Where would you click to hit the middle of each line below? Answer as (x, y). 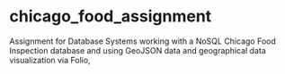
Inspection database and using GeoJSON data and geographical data (138, 50)
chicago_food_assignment (111, 16)
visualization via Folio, (50, 60)
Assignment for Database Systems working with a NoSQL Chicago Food (143, 41)
